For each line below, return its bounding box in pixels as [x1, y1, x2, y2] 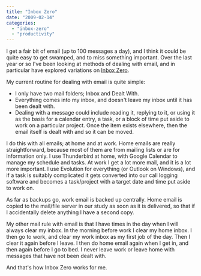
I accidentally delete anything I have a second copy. [6, 209, 134, 216]
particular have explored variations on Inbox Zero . [6, 67, 130, 74]
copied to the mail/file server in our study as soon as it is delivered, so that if [6, 202, 195, 210]
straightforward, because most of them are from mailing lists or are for [6, 146, 180, 154]
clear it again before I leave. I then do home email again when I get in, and [6, 239, 189, 247]
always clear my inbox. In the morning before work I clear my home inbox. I [6, 227, 192, 234]
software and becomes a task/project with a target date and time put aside [6, 178, 191, 185]
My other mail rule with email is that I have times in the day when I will [6, 220, 179, 228]
